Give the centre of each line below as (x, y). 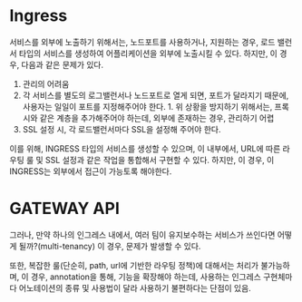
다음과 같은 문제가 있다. (63, 64)
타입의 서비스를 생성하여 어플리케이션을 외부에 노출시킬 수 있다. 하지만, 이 (148, 53)
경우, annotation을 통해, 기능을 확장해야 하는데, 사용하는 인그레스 (146, 277)
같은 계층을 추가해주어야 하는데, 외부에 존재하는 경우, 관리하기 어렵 (157, 118)
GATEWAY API (65, 209)
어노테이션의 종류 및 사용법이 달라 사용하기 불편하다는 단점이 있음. (135, 287)
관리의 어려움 (46, 83)
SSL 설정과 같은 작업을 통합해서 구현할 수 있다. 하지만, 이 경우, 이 (160, 160)
